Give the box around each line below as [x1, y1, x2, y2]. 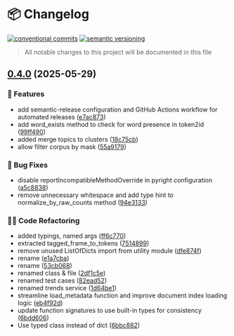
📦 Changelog [7, 6, 90, 22]
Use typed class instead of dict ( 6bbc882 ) [17, 321, 141, 330]
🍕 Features [7, 89, 45, 99]
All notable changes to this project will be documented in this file [24, 48, 212, 56]
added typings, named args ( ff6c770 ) [17, 231, 126, 240]
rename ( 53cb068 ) [17, 262, 72, 270]
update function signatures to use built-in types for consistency [17, 307, 202, 315]
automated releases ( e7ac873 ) [17, 112, 107, 121]
